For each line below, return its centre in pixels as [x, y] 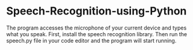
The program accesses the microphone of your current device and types [96, 28]
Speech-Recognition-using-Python [96, 11]
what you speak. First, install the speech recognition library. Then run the [97, 34]
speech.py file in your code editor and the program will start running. [91, 40]
